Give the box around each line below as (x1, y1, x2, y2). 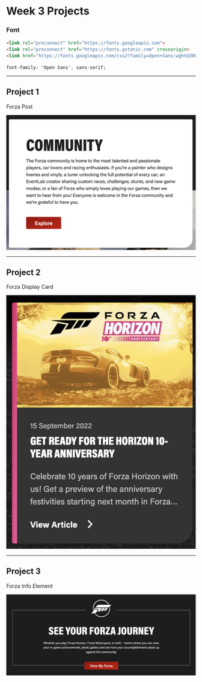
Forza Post (6, 103, 33, 110)
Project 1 (6, 87, 39, 97)
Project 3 (6, 566, 41, 576)
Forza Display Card (6, 283, 54, 291)
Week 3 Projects (6, 4, 90, 18)
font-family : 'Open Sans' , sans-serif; (6, 65, 106, 71)
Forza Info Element (6, 582, 53, 589)
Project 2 (6, 267, 41, 277)
